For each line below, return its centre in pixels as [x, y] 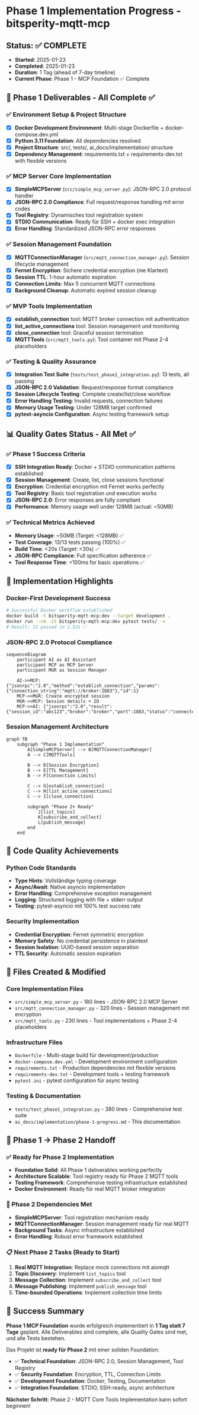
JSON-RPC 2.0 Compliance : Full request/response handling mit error [99, 202]
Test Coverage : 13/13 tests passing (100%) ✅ [70, 542]
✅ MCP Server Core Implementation [59, 176]
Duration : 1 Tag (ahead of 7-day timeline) [65, 72]
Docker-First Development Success [59, 598]
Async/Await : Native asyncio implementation [70, 887]
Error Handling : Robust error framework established [78, 1236]
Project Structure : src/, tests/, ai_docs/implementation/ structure [94, 147]
